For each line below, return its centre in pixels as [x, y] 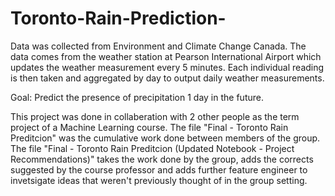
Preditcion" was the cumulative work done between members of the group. [165, 138]
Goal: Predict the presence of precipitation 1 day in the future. [137, 97]
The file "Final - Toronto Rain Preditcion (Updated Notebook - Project [152, 148]
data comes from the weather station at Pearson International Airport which [166, 56]
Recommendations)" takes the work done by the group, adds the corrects [162, 159]
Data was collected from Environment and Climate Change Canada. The [158, 46]
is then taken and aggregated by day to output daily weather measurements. [167, 78]
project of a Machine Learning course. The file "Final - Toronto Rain [149, 127]
